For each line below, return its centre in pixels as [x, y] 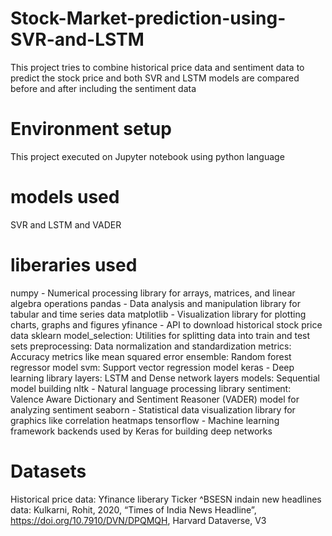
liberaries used [74, 265]
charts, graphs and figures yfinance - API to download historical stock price [166, 324]
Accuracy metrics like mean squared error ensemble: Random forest [151, 356]
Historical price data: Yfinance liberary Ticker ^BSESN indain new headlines [166, 499]
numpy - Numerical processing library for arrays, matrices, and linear [153, 293]
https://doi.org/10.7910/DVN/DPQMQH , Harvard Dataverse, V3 [138, 520]
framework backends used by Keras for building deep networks [141, 431]
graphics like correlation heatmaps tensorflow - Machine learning [145, 420]
